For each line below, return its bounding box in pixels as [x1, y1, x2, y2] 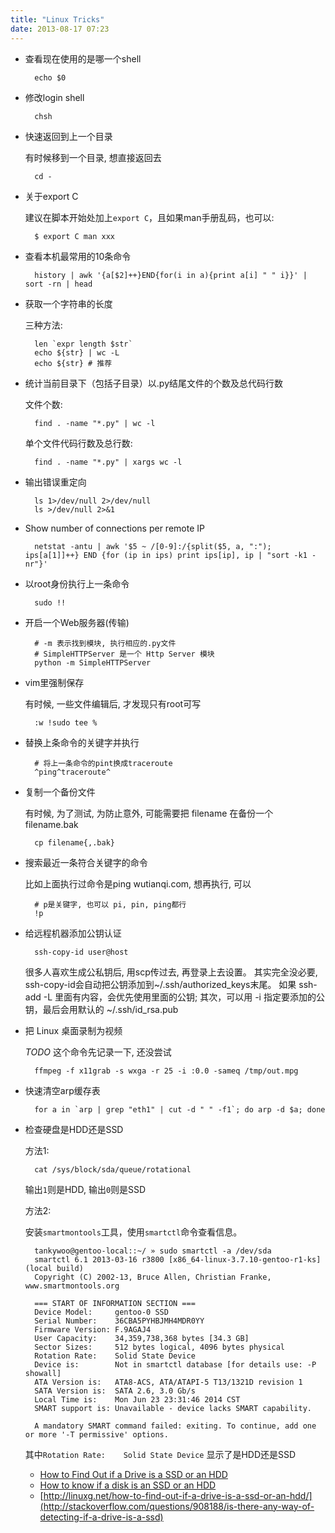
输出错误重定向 [24, 476, 87, 488]
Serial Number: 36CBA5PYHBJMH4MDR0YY [34, 1316, 205, 1326]
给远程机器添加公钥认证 [24, 927, 122, 939]
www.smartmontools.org [24, 1281, 120, 1291]
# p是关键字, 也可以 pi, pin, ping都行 [34, 899, 187, 910]
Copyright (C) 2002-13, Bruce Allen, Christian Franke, [34, 1272, 272, 1282]
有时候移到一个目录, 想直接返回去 [24, 151, 162, 163]
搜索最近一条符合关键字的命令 [24, 856, 148, 868]
